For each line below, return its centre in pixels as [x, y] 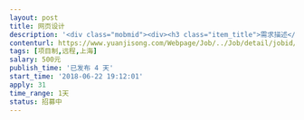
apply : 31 [28, 85]
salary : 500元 [35, 60]
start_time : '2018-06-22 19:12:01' [76, 77]
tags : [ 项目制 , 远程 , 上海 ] [53, 51]
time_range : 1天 [39, 93]
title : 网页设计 [37, 26]
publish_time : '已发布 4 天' [62, 69]
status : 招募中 [36, 102]
